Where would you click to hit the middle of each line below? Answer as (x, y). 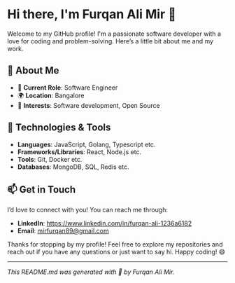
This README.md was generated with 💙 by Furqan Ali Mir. (91, 272)
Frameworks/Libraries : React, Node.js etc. (79, 152)
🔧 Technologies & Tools (59, 128)
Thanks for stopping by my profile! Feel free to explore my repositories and (115, 244)
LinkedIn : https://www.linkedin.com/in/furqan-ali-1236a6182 (105, 223)
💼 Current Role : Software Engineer (67, 88)
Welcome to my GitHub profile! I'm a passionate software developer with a (114, 34)
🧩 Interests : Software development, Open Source (88, 105)
